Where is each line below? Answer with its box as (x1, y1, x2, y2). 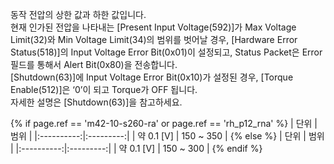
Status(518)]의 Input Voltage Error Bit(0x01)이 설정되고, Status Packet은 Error (10, 46, 323, 58)
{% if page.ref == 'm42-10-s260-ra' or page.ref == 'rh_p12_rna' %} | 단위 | (10, 118, 318, 129)
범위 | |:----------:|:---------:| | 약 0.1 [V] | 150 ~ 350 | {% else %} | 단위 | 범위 (10, 130, 325, 142)
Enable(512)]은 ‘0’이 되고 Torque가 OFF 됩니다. (10, 84, 198, 95)
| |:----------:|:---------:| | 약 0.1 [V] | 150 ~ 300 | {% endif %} (10, 143, 263, 154)
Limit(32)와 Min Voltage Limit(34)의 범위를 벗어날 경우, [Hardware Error (10, 34, 298, 45)
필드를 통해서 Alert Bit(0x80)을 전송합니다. (10, 59, 178, 70)
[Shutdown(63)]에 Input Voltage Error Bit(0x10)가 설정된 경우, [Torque (10, 71, 294, 83)
